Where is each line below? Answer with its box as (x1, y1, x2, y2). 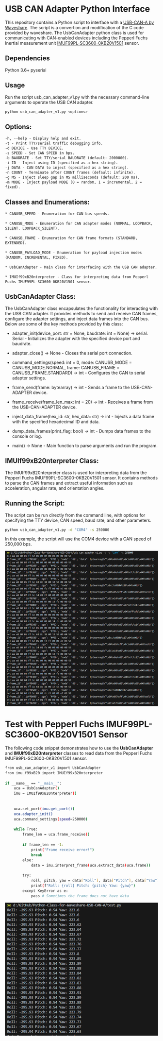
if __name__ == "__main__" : (5, 781, 62, 785)
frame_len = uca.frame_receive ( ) (22, 832, 90, 837)
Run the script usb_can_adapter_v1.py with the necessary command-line (5, 94, 149, 100)
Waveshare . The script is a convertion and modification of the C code (5, 24, 144, 30)
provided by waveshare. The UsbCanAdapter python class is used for (5, 30, 144, 35)
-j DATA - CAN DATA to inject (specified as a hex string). (5, 165, 130, 171)
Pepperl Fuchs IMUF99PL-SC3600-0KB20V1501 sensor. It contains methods (5, 475, 158, 480)
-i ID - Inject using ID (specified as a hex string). (5, 160, 118, 166)
